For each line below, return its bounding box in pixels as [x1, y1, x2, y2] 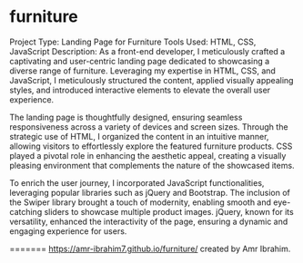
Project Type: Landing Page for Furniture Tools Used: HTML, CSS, [9, 36, 257, 47]
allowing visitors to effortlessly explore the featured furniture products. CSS [9, 141, 293, 151]
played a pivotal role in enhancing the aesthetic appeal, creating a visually [9, 150, 287, 161]
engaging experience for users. [9, 225, 127, 237]
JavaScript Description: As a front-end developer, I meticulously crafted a [9, 45, 286, 56]
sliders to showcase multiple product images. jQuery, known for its [44, 206, 294, 217]
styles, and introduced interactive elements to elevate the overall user [9, 84, 271, 95]
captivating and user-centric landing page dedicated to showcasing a [9, 55, 270, 66]
